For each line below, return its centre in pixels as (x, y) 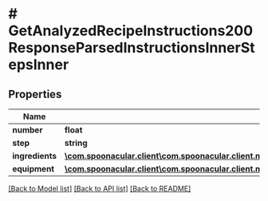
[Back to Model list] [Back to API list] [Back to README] (100, 189)
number (28, 130)
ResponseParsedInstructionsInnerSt (132, 48)
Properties (35, 94)
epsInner (39, 65)
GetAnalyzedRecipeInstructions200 (131, 31)
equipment (33, 169)
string (76, 143)
